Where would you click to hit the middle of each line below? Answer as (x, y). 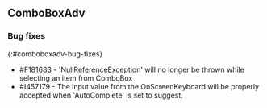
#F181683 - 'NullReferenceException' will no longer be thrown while (132, 69)
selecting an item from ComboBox (76, 78)
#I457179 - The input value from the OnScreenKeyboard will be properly (139, 86)
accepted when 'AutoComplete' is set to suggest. (101, 95)
